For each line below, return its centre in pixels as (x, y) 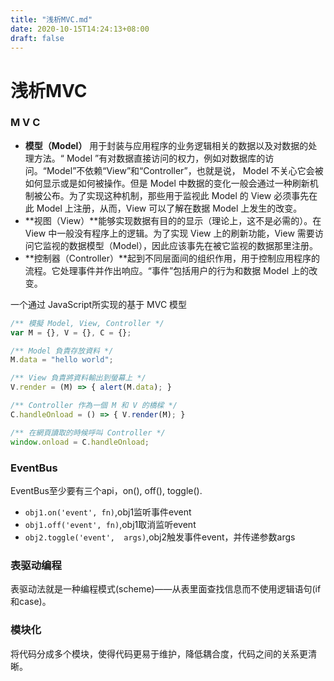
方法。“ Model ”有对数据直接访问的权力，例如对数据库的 (149, 158)
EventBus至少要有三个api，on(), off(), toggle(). (106, 490)
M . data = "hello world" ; (62, 360)
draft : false (37, 38)
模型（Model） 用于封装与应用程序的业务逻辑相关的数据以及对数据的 (166, 145)
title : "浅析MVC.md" (51, 19)
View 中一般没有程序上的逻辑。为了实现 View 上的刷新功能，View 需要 (169, 233)
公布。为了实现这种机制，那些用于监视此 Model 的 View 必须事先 (176, 195)
